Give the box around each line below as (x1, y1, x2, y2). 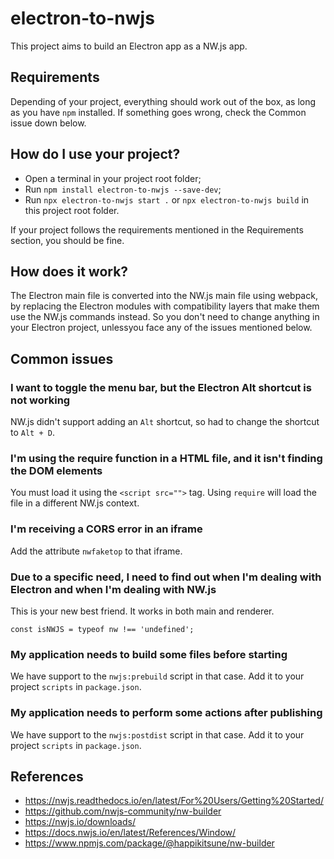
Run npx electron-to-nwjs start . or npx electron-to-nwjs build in (24, 193, 310, 206)
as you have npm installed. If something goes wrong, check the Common (10, 106, 307, 118)
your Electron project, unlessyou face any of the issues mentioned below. (10, 322, 313, 334)
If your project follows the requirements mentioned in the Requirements (10, 223, 304, 236)
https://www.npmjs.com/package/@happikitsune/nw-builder (24, 837, 275, 849)
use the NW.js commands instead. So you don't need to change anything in (10, 311, 320, 323)
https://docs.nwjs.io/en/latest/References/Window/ (24, 827, 237, 839)
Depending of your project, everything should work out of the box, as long (10, 95, 317, 107)
